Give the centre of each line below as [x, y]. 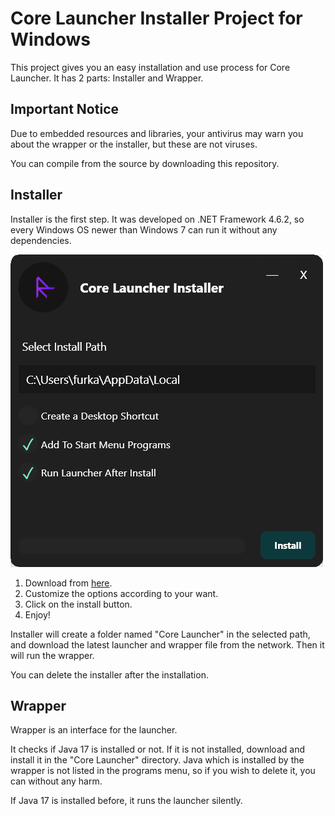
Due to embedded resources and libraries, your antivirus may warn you [157, 133]
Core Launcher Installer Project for [156, 18]
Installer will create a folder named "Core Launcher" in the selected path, [160, 634]
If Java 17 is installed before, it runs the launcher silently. [126, 801]
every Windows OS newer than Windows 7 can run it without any [144, 229]
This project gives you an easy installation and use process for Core [150, 67]
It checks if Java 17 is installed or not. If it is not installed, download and [157, 749]
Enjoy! [37, 614]
